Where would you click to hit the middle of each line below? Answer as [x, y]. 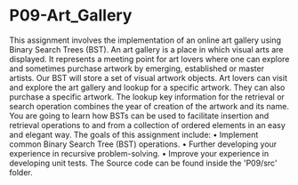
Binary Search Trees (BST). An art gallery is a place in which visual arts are [146, 49]
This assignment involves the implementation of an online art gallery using [145, 40]
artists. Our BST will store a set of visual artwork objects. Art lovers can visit [148, 77]
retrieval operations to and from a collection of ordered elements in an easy [148, 125]
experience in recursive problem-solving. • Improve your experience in [139, 153]
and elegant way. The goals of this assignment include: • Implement [134, 134]
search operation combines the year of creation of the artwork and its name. [149, 106]
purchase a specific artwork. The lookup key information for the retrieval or [147, 97]
